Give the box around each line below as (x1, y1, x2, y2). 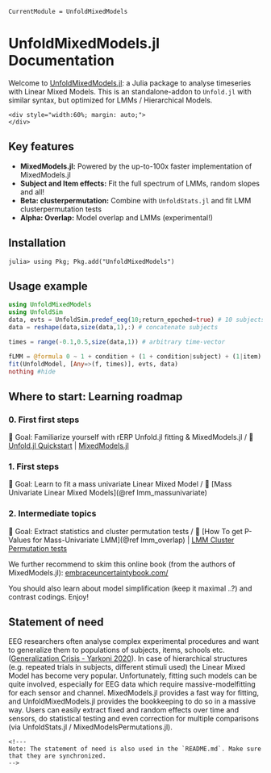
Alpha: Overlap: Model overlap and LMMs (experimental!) (19, 212, 214, 222)
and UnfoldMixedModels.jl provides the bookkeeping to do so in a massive (8, 696, 256, 706)
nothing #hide (8, 367, 56, 375)
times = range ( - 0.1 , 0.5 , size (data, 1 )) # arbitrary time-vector (8, 337, 226, 346)
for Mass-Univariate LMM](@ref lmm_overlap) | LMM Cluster (31, 535, 235, 545)
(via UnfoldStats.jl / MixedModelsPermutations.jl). (8, 722, 173, 732)
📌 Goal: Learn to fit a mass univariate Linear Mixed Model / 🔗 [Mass (8, 479, 232, 489)
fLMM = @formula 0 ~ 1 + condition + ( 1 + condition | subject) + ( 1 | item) (8, 352, 262, 361)
